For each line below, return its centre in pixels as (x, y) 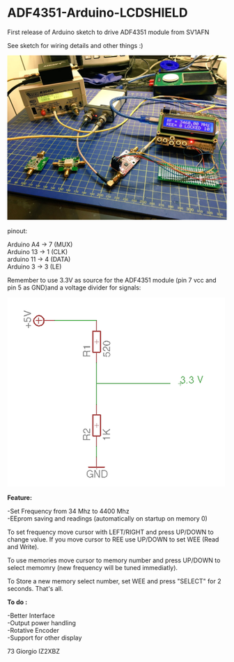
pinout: (17, 230)
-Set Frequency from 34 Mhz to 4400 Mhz (69, 511)
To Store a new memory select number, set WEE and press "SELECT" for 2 (114, 581)
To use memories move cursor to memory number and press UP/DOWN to (114, 560)
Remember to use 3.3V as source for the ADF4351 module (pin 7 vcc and (112, 280)
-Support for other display (45, 638)
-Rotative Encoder (33, 630)
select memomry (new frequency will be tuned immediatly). (93, 567)
